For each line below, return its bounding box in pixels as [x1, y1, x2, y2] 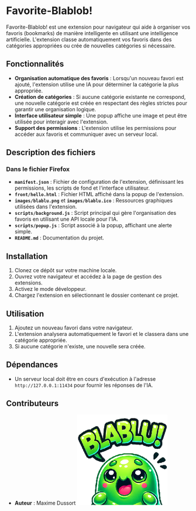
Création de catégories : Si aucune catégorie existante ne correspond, [14, 93, 186, 100]
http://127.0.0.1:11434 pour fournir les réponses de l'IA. [14, 382, 153, 389]
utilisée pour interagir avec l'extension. [14, 118, 108, 125]
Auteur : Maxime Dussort [14, 499, 76, 506]
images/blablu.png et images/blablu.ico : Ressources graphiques [14, 197, 173, 204]
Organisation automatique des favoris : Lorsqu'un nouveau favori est [14, 74, 184, 81]
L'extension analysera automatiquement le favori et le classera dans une [14, 331, 189, 338]
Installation [6, 251, 48, 261]
